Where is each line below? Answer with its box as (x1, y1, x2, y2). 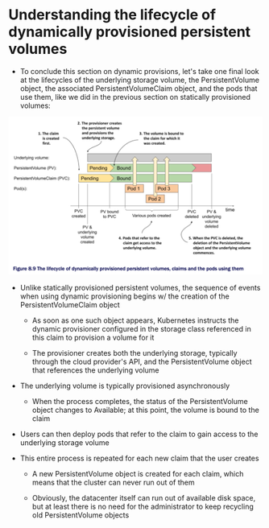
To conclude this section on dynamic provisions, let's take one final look (19, 66, 259, 76)
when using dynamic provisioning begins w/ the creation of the (19, 291, 230, 301)
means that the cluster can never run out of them (31, 477, 195, 487)
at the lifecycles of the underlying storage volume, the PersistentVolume (19, 75, 260, 85)
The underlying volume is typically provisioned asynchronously (19, 381, 230, 390)
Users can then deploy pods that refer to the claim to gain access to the (19, 429, 259, 439)
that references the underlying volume (31, 365, 159, 375)
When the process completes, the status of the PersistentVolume (31, 396, 248, 406)
